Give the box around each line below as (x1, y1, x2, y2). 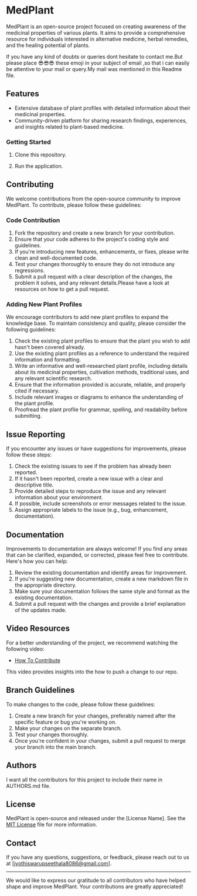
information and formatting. (14, 356, 81, 363)
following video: (6, 645, 45, 652)
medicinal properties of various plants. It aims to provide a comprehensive (6, 29, 186, 36)
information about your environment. (14, 494, 104, 501)
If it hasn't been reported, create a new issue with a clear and (14, 475, 163, 482)
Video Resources (6, 623, 70, 633)
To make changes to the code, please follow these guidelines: (6, 700, 155, 708)
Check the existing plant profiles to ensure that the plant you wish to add (14, 337, 191, 344)
